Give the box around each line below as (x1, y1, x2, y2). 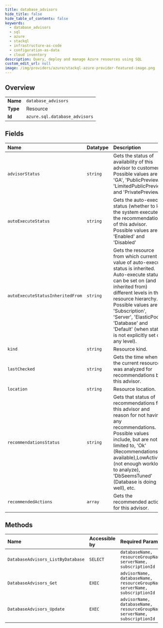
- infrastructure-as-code (9, 43, 62, 48)
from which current (113, 253, 157, 259)
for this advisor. (113, 504, 149, 511)
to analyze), (113, 466, 140, 473)
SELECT (89, 557, 104, 563)
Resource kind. (113, 345, 147, 352)
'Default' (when (113, 325, 149, 332)
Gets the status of (113, 152, 154, 159)
